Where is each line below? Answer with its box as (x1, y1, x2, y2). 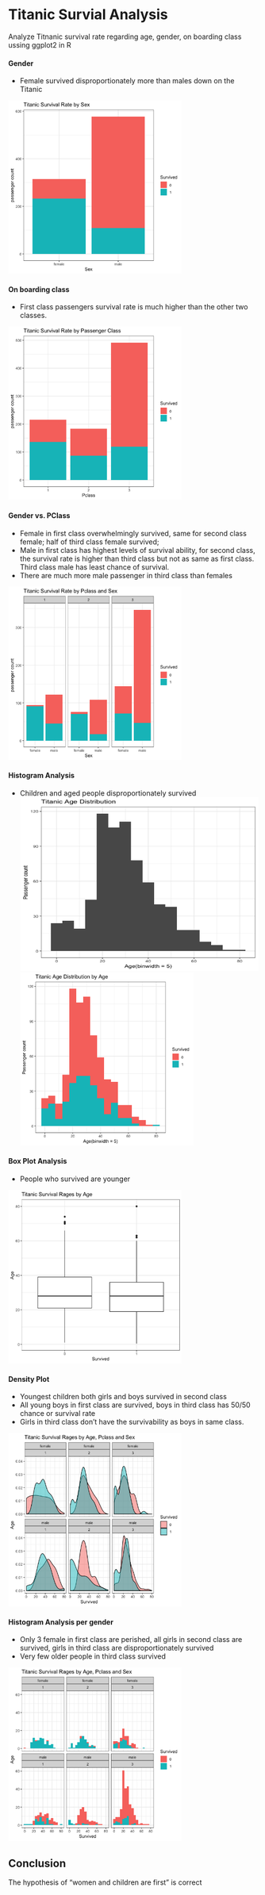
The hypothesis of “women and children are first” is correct (8, 1878, 202, 1887)
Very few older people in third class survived (19, 1651, 167, 1661)
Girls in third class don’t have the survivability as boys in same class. (19, 1417, 244, 1427)
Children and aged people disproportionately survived (19, 788, 197, 798)
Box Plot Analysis (8, 1157, 67, 1166)
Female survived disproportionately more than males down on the (19, 76, 235, 86)
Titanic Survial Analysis (8, 6, 168, 24)
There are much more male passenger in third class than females (19, 570, 232, 580)
